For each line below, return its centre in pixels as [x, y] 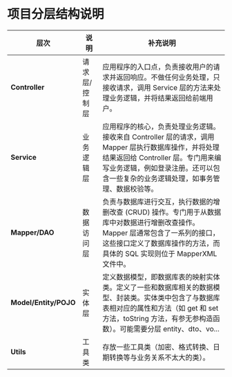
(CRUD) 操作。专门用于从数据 [173, 212]
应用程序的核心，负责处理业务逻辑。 [161, 127]
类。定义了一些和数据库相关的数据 [158, 287]
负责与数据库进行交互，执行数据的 [158, 201]
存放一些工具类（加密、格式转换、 [158, 347]
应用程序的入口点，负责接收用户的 [158, 66]
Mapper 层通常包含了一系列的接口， [161, 232]
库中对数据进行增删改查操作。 [151, 222]
